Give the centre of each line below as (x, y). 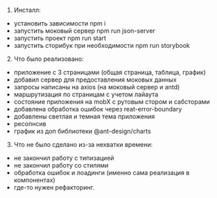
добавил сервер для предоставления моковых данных (95, 80)
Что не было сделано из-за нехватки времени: (83, 144)
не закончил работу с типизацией (64, 158)
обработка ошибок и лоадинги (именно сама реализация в (102, 173)
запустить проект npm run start (60, 38)
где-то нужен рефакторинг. (54, 187)
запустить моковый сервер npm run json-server (85, 31)
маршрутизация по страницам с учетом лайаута (86, 94)
